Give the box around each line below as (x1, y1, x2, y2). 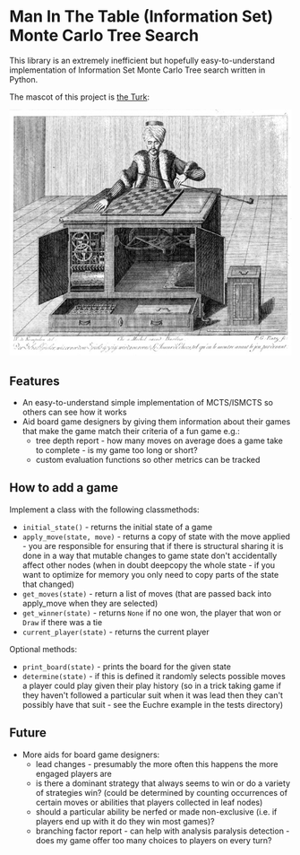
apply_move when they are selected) (21, 598, 159, 608)
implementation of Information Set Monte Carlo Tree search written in (9, 65, 266, 75)
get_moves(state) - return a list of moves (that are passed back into (21, 588, 271, 598)
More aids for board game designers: (21, 749, 160, 760)
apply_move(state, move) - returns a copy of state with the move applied (21, 531, 291, 542)
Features (9, 373, 60, 388)
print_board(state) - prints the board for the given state (21, 661, 231, 672)
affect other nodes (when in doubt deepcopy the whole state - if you (21, 559, 276, 571)
